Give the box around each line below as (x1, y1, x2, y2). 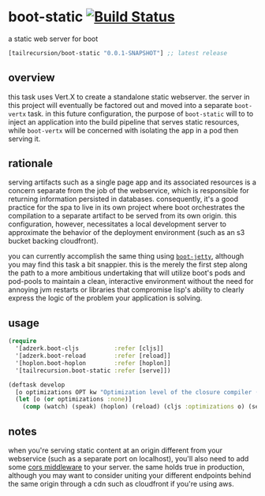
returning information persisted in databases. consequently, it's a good (8, 194, 239, 204)
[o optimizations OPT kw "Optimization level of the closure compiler (15, 388, 252, 396)
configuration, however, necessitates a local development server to (8, 219, 227, 229)
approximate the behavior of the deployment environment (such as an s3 (8, 228, 245, 237)
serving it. (8, 134, 41, 144)
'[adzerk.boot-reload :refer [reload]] (15, 352, 171, 360)
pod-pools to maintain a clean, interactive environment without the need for (8, 277, 254, 286)
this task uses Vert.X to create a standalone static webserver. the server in (8, 91, 250, 102)
